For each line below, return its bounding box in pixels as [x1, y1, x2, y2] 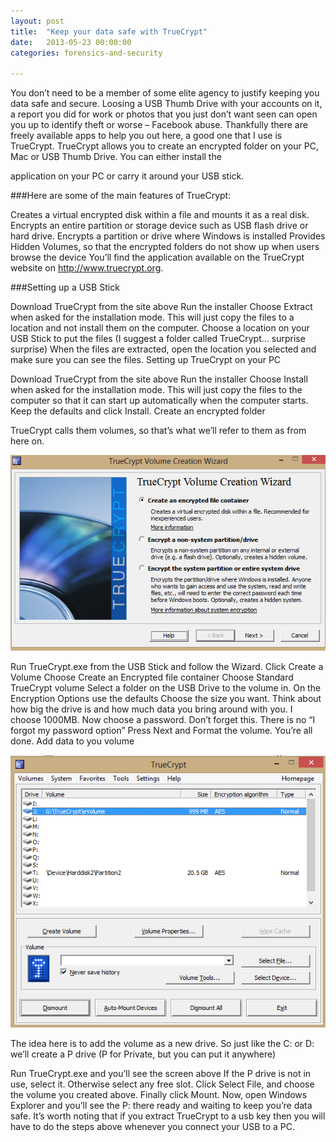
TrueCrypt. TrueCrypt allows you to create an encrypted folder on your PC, [10, 140, 319, 152]
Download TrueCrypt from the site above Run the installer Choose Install [10, 373, 308, 385]
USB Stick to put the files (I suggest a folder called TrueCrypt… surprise [10, 333, 306, 345]
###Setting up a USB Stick [10, 281, 120, 294]
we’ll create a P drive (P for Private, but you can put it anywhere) [10, 1048, 277, 1060]
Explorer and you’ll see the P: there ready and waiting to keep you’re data [10, 1100, 313, 1112]
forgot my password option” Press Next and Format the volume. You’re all [10, 724, 313, 736]
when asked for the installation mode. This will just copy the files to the [10, 384, 303, 396]
